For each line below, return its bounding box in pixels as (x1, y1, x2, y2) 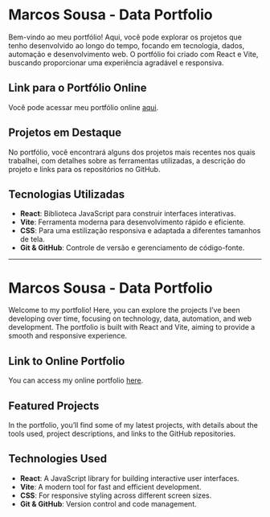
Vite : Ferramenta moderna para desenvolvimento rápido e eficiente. (19, 217, 246, 227)
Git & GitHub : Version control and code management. (19, 499, 197, 508)
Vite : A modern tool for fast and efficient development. (19, 482, 202, 491)
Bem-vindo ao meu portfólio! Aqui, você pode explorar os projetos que (8, 32, 243, 42)
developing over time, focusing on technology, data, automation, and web (8, 314, 252, 323)
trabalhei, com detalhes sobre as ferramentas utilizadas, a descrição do (8, 155, 246, 166)
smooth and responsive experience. (8, 331, 127, 341)
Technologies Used (8, 452, 107, 466)
